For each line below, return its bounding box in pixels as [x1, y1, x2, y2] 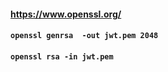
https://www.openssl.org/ [10, 8, 122, 20]
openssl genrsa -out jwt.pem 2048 [10, 31, 159, 41]
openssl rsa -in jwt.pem [10, 51, 114, 62]
